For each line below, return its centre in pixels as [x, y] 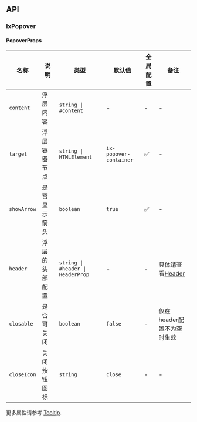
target [18, 154]
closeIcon [23, 374]
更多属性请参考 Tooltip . [34, 412]
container [120, 160]
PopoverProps [24, 40]
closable [21, 324]
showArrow [23, 209]
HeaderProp [74, 274]
